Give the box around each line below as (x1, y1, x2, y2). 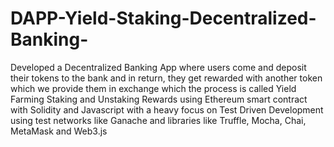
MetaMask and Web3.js (10, 125, 108, 137)
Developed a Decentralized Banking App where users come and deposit (10, 61, 307, 73)
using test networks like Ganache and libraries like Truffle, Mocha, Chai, (10, 114, 307, 126)
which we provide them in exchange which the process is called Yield (10, 82, 297, 94)
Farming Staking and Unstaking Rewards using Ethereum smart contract (10, 93, 308, 105)
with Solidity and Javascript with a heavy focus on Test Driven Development (10, 103, 324, 116)
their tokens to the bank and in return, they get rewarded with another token (10, 72, 323, 84)
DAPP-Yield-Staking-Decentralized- (10, 7, 317, 30)
